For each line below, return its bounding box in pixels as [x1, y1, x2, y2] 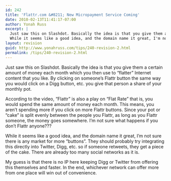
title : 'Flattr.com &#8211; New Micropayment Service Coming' [5, 12, 140, 17]
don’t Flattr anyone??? [5, 123, 52, 129]
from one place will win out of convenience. [5, 169, 97, 176]
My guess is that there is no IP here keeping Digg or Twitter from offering [5, 159, 159, 165]
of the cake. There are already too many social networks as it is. [5, 149, 140, 155]
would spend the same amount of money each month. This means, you [5, 101, 154, 107]
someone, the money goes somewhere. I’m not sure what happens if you [5, 117, 158, 123]
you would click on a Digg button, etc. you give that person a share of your [5, 80, 162, 87]
